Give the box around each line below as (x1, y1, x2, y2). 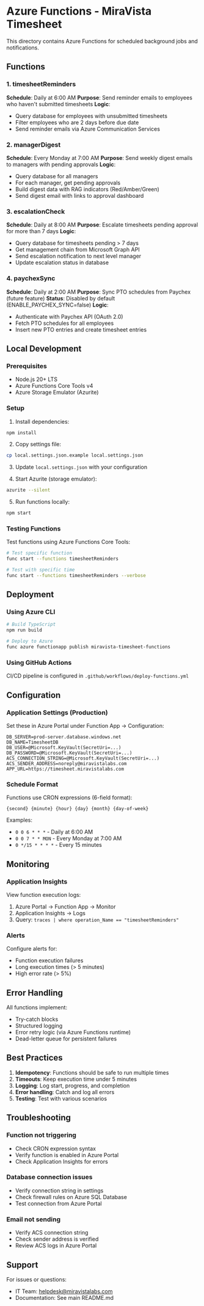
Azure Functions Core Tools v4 (15, 382, 93, 390)
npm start (6, 510, 32, 517)
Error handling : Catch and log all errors (15, 1088, 115, 1095)
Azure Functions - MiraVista (6, 4, 152, 18)
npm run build (6, 627, 43, 633)
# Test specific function (6, 550, 72, 556)
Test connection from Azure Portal (15, 1200, 102, 1207)
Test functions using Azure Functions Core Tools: (6, 539, 130, 546)
